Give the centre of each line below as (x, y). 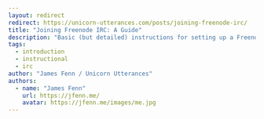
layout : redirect (37, 15)
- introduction (40, 52)
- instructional (42, 59)
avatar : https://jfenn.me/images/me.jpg (89, 103)
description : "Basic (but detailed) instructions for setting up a (121, 37)
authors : (22, 81)
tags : (17, 45)
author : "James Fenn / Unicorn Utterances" (81, 74)
